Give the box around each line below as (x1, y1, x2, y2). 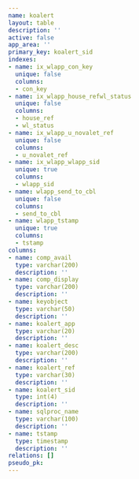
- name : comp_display (8, 275, 79, 284)
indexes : (8, 56, 37, 64)
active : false (8, 33, 55, 42)
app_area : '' (8, 41, 51, 49)
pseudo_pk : (8, 459, 44, 467)
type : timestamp (15, 437, 68, 445)
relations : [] (8, 451, 55, 460)
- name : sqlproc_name (8, 408, 79, 416)
